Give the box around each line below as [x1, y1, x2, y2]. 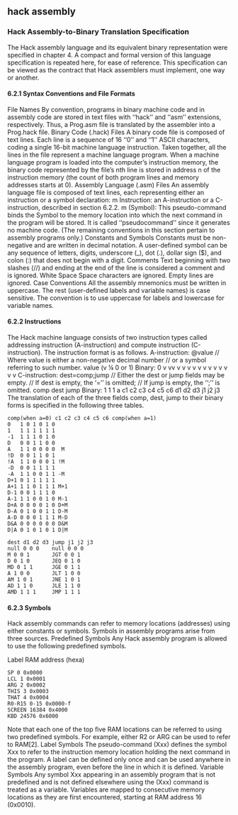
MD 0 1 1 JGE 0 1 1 [7, 564, 81, 571]
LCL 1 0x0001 [7, 675, 46, 683]
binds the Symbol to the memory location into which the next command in [7, 211, 223, 219]
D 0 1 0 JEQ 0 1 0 [7, 558, 81, 565]
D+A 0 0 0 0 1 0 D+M [7, 501, 69, 509]
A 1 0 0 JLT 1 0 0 [7, 570, 81, 577]
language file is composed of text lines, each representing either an [7, 188, 205, 196]
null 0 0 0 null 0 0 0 [7, 545, 84, 553]
